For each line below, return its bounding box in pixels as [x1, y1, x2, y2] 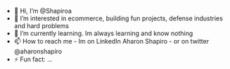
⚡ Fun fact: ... [13, 55, 53, 63]
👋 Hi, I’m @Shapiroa [13, 7, 72, 15]
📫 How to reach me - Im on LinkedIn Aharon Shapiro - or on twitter [13, 37, 210, 45]
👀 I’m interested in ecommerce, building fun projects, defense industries [13, 14, 223, 23]
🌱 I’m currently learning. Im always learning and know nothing [13, 29, 193, 37]
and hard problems [13, 22, 69, 30]
